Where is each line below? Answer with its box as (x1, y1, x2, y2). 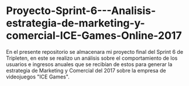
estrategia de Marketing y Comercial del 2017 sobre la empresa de (6, 67, 166, 74)
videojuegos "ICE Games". (6, 73, 70, 80)
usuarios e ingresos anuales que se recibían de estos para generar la (6, 60, 173, 68)
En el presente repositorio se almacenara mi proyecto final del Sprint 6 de (6, 48, 183, 55)
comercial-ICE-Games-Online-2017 (6, 29, 183, 42)
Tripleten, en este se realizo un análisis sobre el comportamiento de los (6, 54, 178, 61)
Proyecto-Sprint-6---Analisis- (6, 4, 156, 18)
